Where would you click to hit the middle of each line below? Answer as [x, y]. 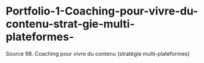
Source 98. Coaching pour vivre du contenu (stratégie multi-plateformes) [98, 53]
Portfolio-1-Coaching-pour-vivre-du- [102, 11]
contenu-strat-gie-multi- [70, 24]
